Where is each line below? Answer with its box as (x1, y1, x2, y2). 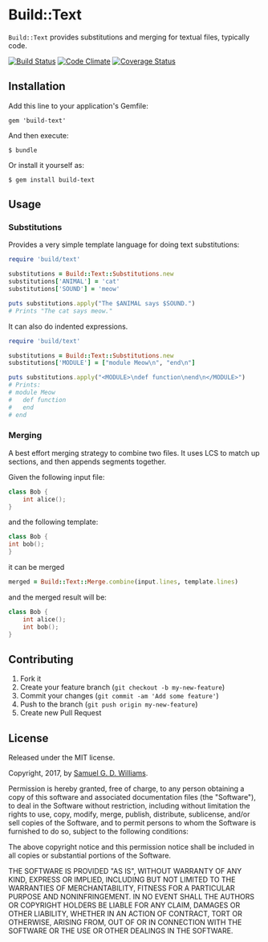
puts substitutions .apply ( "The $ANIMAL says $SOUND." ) (8, 299, 196, 307)
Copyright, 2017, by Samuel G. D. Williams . (8, 768, 148, 778)
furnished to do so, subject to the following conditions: (8, 826, 189, 837)
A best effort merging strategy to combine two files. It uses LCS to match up (8, 448, 260, 457)
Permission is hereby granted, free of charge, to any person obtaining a (8, 784, 245, 793)
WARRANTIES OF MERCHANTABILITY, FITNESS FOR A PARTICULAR (8, 883, 235, 893)
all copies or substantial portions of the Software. (8, 850, 171, 861)
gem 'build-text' (8, 117, 67, 125)
